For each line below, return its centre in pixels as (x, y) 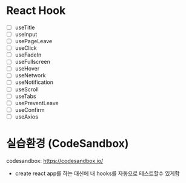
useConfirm (30, 109)
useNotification (34, 82)
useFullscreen (32, 62)
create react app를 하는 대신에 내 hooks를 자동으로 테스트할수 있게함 (97, 173)
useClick (26, 48)
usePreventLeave (37, 103)
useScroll (27, 89)
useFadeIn (28, 55)
